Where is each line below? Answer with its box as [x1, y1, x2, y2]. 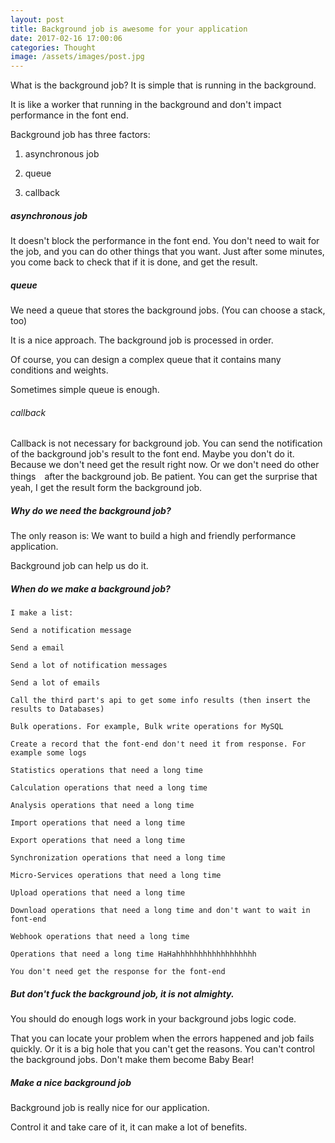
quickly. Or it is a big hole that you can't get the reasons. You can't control [10, 1043, 315, 1055]
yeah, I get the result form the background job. [10, 482, 203, 494]
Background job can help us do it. [10, 560, 149, 572]
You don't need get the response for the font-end [10, 967, 226, 977]
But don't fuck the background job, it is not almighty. [10, 987, 235, 1000]
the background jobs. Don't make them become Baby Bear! [10, 1054, 255, 1066]
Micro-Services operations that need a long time [10, 871, 222, 881]
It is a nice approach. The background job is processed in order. [10, 334, 274, 346]
